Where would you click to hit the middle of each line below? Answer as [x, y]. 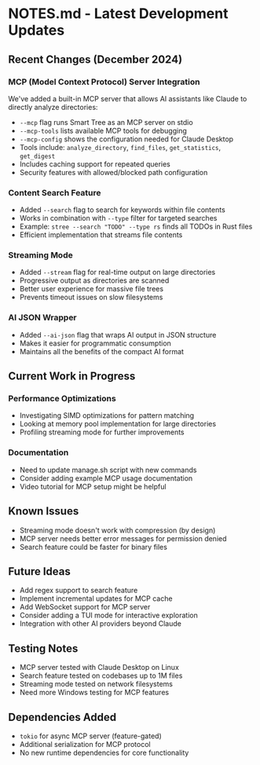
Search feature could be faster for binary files [93, 547]
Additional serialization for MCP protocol [85, 744]
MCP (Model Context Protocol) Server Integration [104, 82]
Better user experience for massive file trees [91, 289]
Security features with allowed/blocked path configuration [114, 172]
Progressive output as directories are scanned [94, 280]
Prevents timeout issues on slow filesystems [91, 297]
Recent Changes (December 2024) [95, 59]
